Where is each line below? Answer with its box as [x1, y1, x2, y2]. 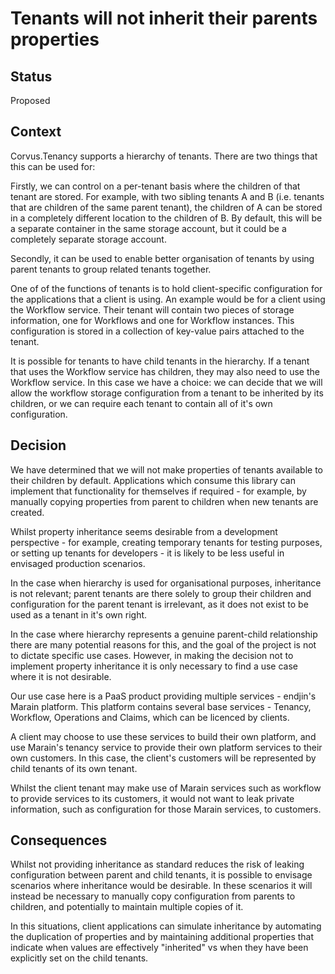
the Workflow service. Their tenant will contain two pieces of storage [10, 303, 295, 316]
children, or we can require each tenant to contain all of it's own [10, 397, 273, 409]
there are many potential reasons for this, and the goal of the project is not [10, 638, 317, 651]
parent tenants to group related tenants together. [10, 263, 212, 275]
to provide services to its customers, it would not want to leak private [10, 792, 295, 804]
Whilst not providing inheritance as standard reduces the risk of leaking [10, 858, 305, 871]
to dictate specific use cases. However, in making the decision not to [10, 649, 294, 661]
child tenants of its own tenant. [10, 762, 138, 774]
